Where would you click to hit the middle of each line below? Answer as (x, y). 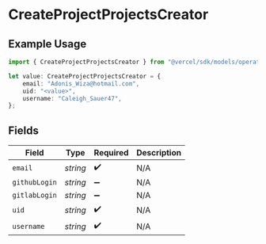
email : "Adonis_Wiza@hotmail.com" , (81, 84)
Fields (24, 130)
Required (111, 153)
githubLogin (35, 183)
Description (159, 153)
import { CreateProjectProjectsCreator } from (86, 62)
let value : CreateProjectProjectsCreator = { (84, 76)
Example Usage (47, 44)
